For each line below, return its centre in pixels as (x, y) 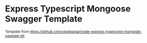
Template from (17, 32)
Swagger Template (44, 19)
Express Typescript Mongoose (68, 9)
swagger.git (15, 36)
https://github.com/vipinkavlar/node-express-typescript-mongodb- (86, 32)
